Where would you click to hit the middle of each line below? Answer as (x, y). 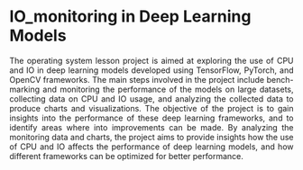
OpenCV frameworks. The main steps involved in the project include (137, 79)
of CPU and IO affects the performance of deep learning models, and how (151, 147)
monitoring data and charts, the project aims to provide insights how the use (151, 137)
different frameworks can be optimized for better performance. (126, 156)
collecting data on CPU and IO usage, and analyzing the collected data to (151, 98)
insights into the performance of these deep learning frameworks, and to (151, 118)
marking (25, 89)
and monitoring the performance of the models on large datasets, (168, 89)
